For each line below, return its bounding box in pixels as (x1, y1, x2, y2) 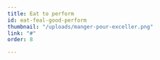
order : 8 (7, 36, 33, 43)
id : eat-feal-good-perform (7, 17, 87, 24)
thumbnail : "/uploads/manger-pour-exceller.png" (7, 23, 154, 30)
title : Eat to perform (7, 10, 74, 17)
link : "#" (7, 29, 37, 37)
